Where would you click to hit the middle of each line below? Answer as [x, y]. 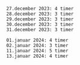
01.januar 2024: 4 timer [37, 40]
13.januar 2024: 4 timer [37, 56]
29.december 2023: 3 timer [40, 19]
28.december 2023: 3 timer [40, 14]
